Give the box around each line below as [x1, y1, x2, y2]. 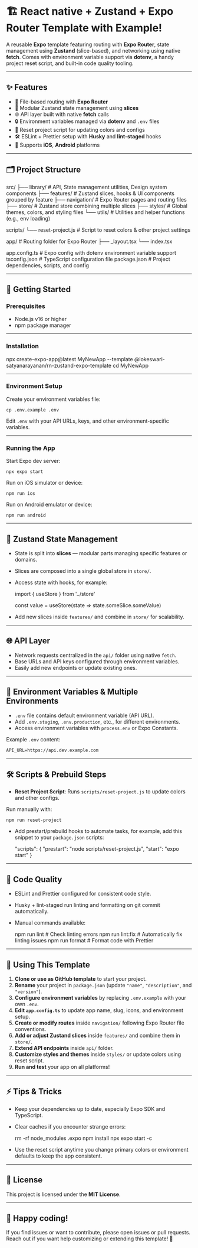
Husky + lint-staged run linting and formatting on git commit [14, 902, 160, 909]
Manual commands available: [14, 919, 86, 926]
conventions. [14, 1026, 47, 1033]
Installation [6, 342, 39, 351]
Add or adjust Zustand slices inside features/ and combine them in [14, 1032, 181, 1039]
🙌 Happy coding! [6, 1213, 68, 1224]
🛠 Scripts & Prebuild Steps [6, 769, 107, 779]
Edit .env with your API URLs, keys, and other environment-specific [6, 417, 170, 424]
